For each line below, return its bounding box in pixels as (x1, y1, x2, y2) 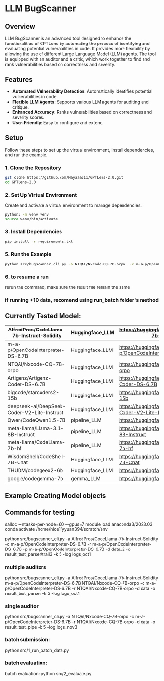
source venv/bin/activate (5, 216, 58, 221)
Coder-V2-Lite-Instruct (7, 409, 64, 416)
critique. (12, 104, 29, 110)
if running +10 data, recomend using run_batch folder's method (5, 297, 159, 304)
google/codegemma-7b (7, 475, 63, 482)
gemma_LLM (70, 475, 101, 482)
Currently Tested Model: (5, 311, 81, 320)
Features (5, 75, 33, 84)
